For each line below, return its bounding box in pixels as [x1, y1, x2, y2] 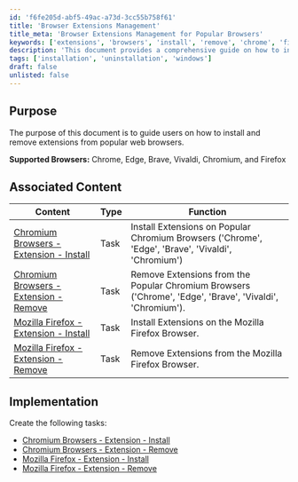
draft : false [9, 63, 58, 72]
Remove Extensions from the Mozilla [130, 347, 283, 360]
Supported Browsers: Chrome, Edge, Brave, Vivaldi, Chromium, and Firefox [9, 154, 286, 164]
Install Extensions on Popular [130, 221, 251, 233]
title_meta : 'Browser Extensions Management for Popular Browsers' [9, 29, 264, 38]
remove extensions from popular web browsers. [9, 137, 184, 147]
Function [188, 206, 227, 218]
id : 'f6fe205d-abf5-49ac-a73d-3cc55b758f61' [9, 12, 176, 22]
